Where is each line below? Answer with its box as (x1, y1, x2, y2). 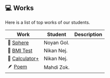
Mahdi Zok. (43, 64, 70, 71)
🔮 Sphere (7, 39, 29, 46)
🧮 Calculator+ (7, 55, 39, 62)
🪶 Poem (7, 63, 27, 70)
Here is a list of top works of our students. (5, 19, 90, 25)
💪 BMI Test (7, 47, 33, 54)
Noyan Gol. (43, 39, 70, 46)
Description (74, 31, 102, 38)
